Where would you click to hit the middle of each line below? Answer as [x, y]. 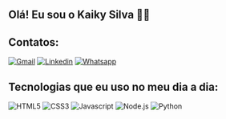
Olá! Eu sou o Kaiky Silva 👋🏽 [79, 15]
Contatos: [34, 42]
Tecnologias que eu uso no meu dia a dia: [113, 86]
